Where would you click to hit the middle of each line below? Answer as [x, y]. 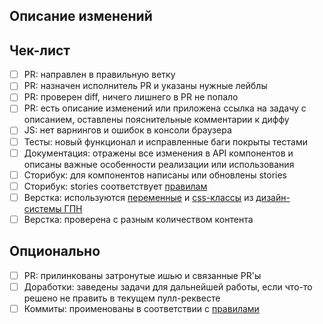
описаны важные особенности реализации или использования [159, 164]
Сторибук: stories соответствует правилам [115, 186]
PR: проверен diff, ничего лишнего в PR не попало [131, 97]
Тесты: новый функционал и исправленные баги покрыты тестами [165, 141]
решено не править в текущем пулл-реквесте [122, 298]
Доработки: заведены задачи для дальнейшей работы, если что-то [168, 286]
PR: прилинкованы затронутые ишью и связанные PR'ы [142, 275]
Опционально [55, 251]
